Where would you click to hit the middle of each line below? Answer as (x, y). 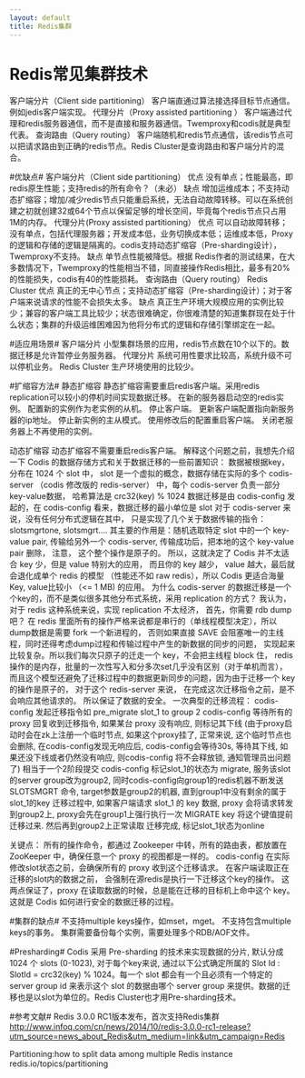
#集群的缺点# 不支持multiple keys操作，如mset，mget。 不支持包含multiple (151, 921)
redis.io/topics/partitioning (59, 1063)
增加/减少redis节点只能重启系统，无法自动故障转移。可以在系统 (167, 200)
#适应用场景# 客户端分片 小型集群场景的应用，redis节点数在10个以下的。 (145, 344)
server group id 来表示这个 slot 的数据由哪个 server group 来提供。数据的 (146, 986)
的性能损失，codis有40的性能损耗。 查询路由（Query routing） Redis (138, 279)
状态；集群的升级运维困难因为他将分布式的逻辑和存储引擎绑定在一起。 (148, 324)
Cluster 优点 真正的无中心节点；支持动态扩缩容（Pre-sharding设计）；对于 (147, 291)
